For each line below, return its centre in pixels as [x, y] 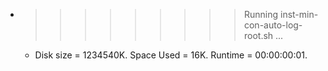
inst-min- [299, 14]
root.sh [258, 35]
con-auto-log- [273, 25]
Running [261, 14]
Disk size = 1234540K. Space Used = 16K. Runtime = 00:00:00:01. [171, 55]
